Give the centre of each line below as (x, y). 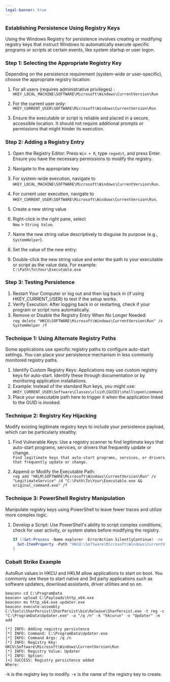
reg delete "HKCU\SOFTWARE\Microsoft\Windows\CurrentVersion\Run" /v (88, 321)
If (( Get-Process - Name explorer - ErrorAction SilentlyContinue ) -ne (88, 539)
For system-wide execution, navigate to (54, 178)
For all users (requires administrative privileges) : (64, 89)
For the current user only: (39, 104)
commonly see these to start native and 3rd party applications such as (79, 579)
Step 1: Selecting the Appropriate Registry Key (63, 63)
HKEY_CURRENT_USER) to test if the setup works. (65, 299)
